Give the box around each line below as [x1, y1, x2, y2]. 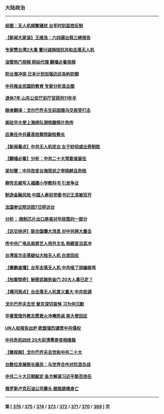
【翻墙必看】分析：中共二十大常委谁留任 [5, 155, 86, 162]
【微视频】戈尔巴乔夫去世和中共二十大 [5, 349, 82, 355]
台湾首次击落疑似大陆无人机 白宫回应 [5, 253, 79, 259]
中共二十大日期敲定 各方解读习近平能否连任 [5, 373, 92, 379]
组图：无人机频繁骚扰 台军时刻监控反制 [5, 22, 83, 28]
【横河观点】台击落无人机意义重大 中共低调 [5, 288, 92, 294]
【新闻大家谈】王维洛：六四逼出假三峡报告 [5, 35, 91, 41]
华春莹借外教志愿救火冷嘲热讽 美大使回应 [5, 313, 88, 319]
